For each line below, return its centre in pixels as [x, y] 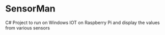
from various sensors [28, 27]
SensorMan [30, 9]
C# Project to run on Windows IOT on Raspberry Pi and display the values [83, 22]
